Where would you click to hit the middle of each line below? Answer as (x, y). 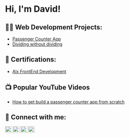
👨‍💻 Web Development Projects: (54, 27)
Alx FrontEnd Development (39, 71)
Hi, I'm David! (33, 9)
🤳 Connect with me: (36, 117)
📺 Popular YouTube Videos (47, 88)
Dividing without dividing (37, 44)
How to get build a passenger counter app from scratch (68, 102)
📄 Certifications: (31, 60)
